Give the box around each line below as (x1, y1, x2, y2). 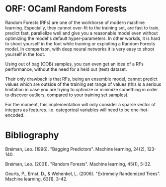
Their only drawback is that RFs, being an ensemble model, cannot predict (5, 76, 158, 82)
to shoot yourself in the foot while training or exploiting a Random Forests (5, 40, 156, 46)
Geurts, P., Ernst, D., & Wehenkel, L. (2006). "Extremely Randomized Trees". (5, 171, 161, 177)
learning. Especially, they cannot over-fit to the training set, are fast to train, (5, 24, 160, 30)
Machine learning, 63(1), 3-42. (5, 176, 68, 182)
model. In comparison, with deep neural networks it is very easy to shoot (5, 46, 155, 52)
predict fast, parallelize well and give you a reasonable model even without (5, 30, 158, 36)
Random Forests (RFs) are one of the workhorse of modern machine (5, 19, 145, 25)
